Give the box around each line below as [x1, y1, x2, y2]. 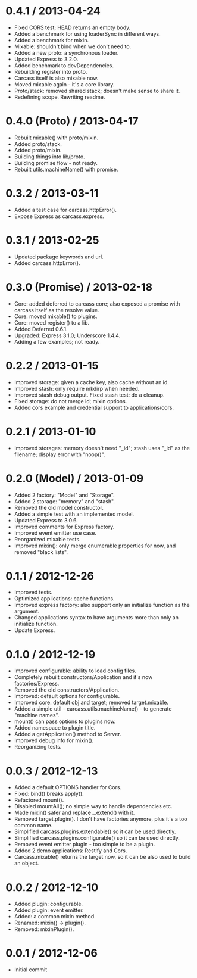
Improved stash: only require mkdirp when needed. [14, 385, 140, 392]
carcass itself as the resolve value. [14, 306, 99, 313]
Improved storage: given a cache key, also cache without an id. [14, 378, 169, 385]
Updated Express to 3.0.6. [14, 516, 79, 524]
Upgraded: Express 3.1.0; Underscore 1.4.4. [14, 332, 121, 339]
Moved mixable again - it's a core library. [14, 80, 115, 88]
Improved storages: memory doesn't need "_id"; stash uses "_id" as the [14, 444, 190, 451]
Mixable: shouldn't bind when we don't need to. [14, 43, 132, 50]
